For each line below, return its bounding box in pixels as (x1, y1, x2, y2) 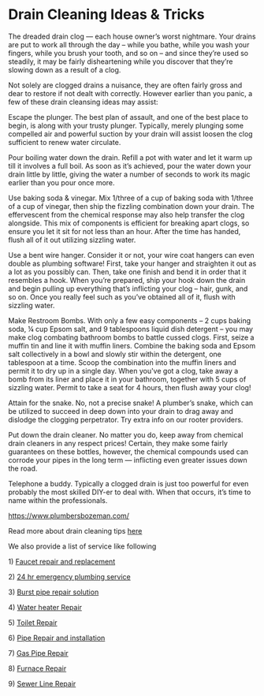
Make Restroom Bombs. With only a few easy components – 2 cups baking (8, 315, 251, 325)
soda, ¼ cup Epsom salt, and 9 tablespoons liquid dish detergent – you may (8, 324, 254, 333)
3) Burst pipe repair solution (8, 587, 99, 597)
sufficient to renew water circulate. (8, 137, 121, 147)
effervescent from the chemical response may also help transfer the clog (8, 210, 245, 219)
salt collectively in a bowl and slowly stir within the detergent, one (8, 349, 222, 359)
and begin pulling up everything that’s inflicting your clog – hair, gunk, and (8, 284, 248, 293)
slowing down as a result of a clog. (8, 65, 121, 74)
